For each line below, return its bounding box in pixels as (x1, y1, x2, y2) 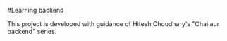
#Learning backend (7, 6, 64, 14)
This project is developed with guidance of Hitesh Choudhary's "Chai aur (7, 20, 220, 28)
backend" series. (7, 28, 57, 35)
